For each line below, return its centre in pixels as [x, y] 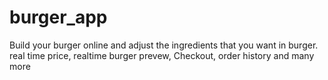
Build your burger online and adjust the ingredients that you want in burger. [164, 45]
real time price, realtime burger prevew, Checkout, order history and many [162, 55]
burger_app [58, 17]
